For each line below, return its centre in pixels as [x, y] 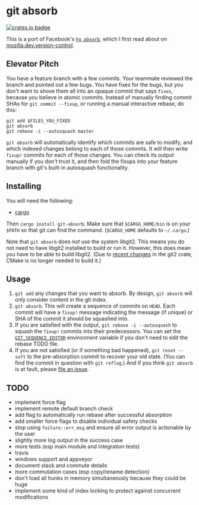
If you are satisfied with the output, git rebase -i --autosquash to [96, 325]
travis [21, 453]
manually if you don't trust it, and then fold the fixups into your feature [92, 161]
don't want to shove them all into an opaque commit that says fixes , [90, 91]
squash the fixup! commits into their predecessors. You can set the [98, 331]
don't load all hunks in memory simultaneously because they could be [100, 478]
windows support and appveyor [53, 459]
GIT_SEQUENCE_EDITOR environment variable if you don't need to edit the [101, 338]
